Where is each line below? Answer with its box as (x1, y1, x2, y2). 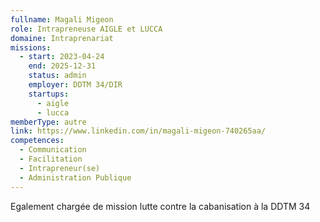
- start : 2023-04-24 (19, 52, 105, 62)
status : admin (28, 71, 87, 81)
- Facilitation (19, 154, 83, 164)
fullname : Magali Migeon (10, 14, 114, 25)
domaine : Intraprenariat (10, 33, 114, 43)
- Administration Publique (19, 172, 132, 183)
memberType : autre (10, 117, 87, 127)
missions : (10, 42, 52, 53)
